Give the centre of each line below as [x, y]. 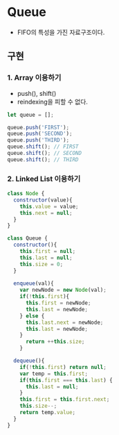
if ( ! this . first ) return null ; [63, 367]
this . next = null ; [46, 213]
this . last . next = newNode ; [64, 322]
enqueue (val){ [34, 284]
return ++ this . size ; [55, 342]
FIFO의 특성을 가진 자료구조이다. [61, 32]
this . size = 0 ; [42, 264]
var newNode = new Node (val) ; [63, 290]
